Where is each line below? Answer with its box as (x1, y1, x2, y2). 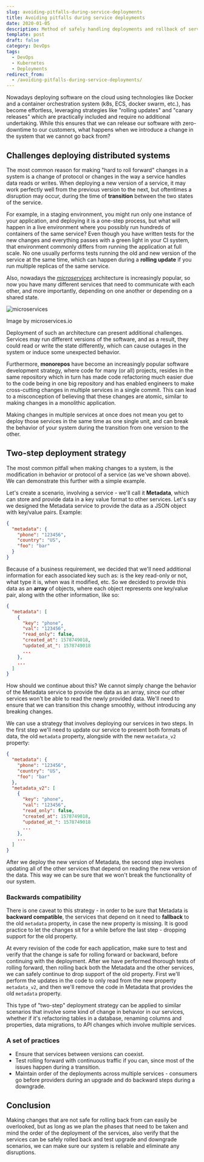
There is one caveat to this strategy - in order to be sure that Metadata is (6, 907, 188, 914)
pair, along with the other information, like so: (6, 591, 120, 598)
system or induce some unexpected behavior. (6, 348, 121, 355)
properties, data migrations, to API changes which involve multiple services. (6, 1021, 196, 1028)
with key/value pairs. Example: (6, 508, 83, 516)
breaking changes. (6, 708, 53, 715)
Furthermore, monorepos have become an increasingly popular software (6, 360, 189, 368)
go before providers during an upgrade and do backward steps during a (15, 1076, 195, 1083)
